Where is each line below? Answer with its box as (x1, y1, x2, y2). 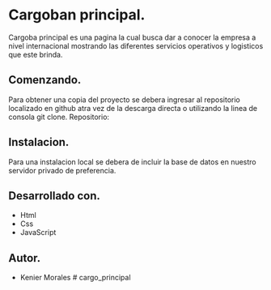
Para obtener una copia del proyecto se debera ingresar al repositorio (8, 95, 241, 104)
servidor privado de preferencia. (8, 165, 116, 175)
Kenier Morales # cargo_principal (19, 273, 131, 283)
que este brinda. (8, 49, 63, 59)
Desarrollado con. (8, 189, 101, 203)
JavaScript (19, 228, 57, 237)
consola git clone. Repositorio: (8, 112, 110, 122)
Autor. (8, 251, 41, 265)
